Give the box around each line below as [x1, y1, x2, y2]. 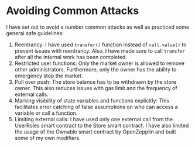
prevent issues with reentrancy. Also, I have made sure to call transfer [14, 47, 186, 54]
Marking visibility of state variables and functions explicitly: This [14, 97, 170, 104]
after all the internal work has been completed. [14, 53, 128, 60]
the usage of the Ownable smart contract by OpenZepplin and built [14, 128, 177, 135]
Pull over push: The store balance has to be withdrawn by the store [14, 78, 177, 86]
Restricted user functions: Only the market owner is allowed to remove [14, 60, 185, 67]
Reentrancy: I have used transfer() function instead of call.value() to [14, 41, 187, 48]
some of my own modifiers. [14, 134, 81, 141]
